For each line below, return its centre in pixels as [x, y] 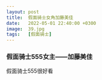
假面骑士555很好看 [30, 71]
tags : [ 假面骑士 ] [29, 35]
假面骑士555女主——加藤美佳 [49, 57]
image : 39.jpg [25, 29]
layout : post [23, 12]
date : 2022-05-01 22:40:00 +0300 [51, 23]
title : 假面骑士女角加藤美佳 [40, 18]
